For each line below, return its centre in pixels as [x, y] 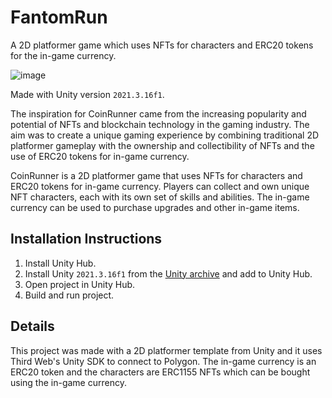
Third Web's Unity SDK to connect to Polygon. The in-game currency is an [163, 361]
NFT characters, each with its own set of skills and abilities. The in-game [160, 197]
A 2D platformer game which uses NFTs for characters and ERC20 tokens [162, 45]
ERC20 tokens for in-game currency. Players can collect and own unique [160, 186]
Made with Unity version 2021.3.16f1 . [87, 94]
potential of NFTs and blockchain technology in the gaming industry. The [160, 124]
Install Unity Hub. [60, 263]
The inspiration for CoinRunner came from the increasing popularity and [158, 113]
